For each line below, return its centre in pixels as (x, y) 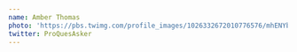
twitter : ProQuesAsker (50, 33)
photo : (20, 26)
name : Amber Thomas (44, 17)
